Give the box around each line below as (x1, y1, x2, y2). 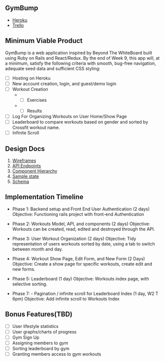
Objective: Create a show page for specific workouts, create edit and (12, 261, 152, 267)
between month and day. (12, 246, 63, 252)
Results (27, 108, 42, 114)
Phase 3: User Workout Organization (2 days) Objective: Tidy (12, 236, 136, 241)
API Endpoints (12, 162, 41, 168)
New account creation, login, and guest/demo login (12, 80, 117, 86)
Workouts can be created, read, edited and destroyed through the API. (12, 226, 155, 232)
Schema (12, 178, 30, 184)
